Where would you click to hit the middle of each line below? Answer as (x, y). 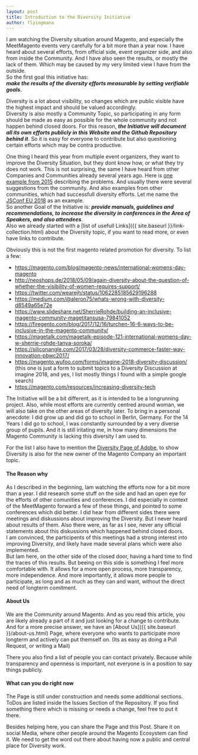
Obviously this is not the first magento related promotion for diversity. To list (98, 250)
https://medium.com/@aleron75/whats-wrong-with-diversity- (90, 299)
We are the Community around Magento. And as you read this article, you (95, 614)
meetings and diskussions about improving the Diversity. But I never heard (97, 518)
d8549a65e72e (33, 305)
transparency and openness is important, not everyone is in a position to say (99, 663)
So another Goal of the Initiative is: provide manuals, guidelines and (90, 207)
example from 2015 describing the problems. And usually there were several (99, 182)
